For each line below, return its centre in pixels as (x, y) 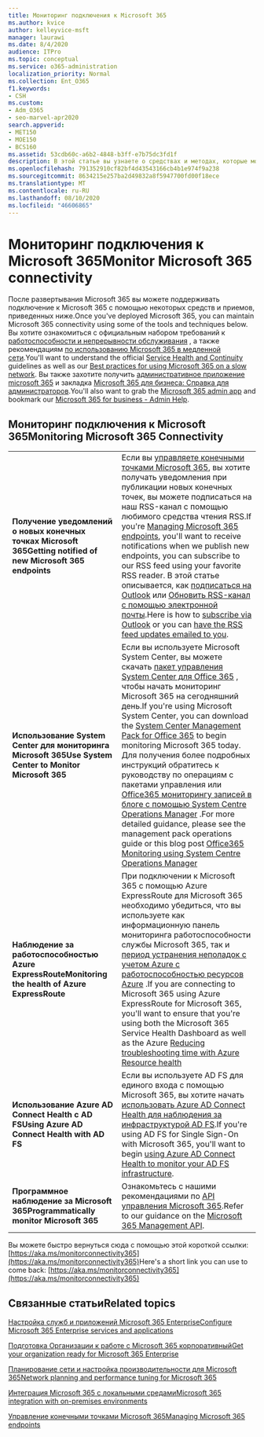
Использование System (59, 735)
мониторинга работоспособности (186, 935)
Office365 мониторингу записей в (187, 794)
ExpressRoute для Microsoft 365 (182, 896)
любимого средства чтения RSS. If (186, 517)
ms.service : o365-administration (63, 67)
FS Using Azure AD (48, 1124)
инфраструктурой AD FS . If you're (184, 1124)
